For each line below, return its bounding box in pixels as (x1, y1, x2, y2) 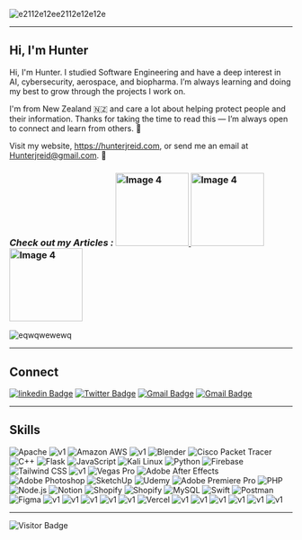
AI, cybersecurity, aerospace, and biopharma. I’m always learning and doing (9, 76, 291, 87)
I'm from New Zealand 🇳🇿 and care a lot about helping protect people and (9, 103, 286, 114)
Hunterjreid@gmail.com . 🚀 (9, 149, 107, 161)
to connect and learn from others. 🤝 (9, 122, 142, 134)
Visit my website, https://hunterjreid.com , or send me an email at (9, 140, 249, 151)
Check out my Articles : (9, 236, 114, 249)
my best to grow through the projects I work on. (9, 85, 186, 96)
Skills (9, 422, 40, 438)
